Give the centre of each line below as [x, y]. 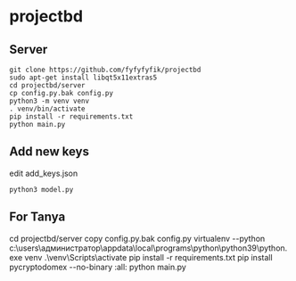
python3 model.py [41, 189]
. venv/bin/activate [48, 109]
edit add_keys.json [44, 173]
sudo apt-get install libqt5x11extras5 [83, 78]
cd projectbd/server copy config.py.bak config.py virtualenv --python [137, 238]
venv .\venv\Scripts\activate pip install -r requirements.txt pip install [149, 257]
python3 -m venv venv [49, 101]
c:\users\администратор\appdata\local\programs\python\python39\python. [148, 248]
